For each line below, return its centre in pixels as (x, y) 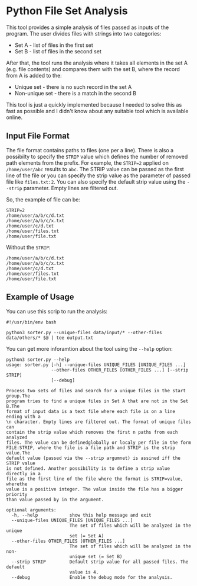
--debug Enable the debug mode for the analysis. (92, 577)
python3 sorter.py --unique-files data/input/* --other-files (84, 332)
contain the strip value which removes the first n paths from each (92, 432)
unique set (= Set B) (96, 556)
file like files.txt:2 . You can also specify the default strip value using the (96, 181)
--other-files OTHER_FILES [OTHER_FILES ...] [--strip (120, 370)
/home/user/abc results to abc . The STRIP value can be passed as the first (95, 169)
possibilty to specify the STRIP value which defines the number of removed (97, 156)
